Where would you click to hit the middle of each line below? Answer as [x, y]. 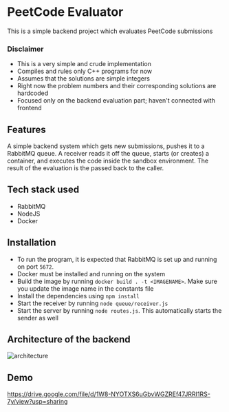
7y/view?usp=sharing [37, 402]
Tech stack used [43, 190]
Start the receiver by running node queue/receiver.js [92, 303]
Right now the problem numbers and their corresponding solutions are [117, 86]
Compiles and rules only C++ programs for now [85, 71]
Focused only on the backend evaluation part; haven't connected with [116, 101]
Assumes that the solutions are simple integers [83, 79]
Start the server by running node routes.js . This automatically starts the [119, 310]
